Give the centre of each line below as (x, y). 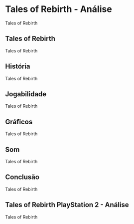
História (18, 67)
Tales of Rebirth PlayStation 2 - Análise (67, 205)
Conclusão (22, 177)
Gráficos (19, 121)
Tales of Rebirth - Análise (59, 9)
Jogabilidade (26, 94)
